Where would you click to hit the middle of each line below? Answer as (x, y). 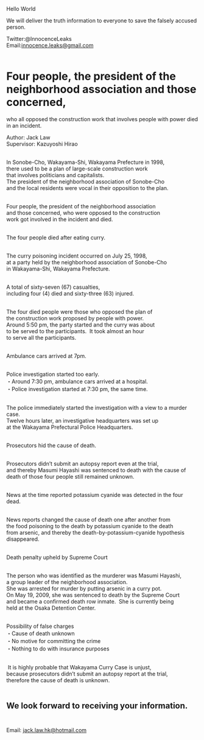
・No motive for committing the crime (54, 641)
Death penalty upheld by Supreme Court (57, 557)
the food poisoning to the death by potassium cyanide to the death (90, 526)
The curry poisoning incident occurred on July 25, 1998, (77, 256)
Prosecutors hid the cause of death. (51, 445)
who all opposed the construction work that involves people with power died (102, 119)
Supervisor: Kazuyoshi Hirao (42, 144)
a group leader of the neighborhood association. (67, 582)
